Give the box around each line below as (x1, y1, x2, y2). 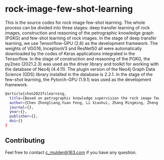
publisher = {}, (9, 114, 38, 119)
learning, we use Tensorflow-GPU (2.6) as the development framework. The (5, 40, 158, 46)
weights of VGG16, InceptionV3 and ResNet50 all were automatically (5, 45, 143, 51)
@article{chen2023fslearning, (5, 91, 67, 96)
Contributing (5, 137, 45, 145)
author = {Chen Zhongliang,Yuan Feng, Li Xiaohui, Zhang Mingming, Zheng (9, 100, 159, 105)
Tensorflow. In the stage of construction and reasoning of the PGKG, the (5, 56, 150, 61)
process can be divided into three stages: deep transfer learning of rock (5, 24, 150, 30)
